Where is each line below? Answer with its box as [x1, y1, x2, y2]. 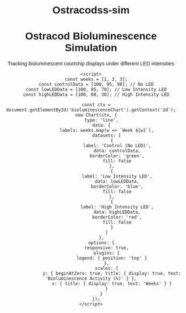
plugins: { [93, 250, 120, 256]
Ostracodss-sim [52, 4, 130, 16]
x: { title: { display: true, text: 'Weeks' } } [51, 281, 172, 287]
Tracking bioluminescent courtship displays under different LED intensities [7, 60, 175, 67]
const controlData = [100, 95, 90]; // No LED [38, 82, 154, 88]
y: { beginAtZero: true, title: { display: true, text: [42, 270, 181, 277]
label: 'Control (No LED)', [83, 143, 152, 149]
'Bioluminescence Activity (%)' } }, [45, 276, 137, 281]
